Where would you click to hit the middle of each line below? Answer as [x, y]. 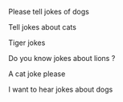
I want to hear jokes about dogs [61, 89]
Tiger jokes [27, 43]
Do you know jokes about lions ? [62, 58]
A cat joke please [37, 74]
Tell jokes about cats [42, 27]
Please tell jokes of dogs [49, 12]
